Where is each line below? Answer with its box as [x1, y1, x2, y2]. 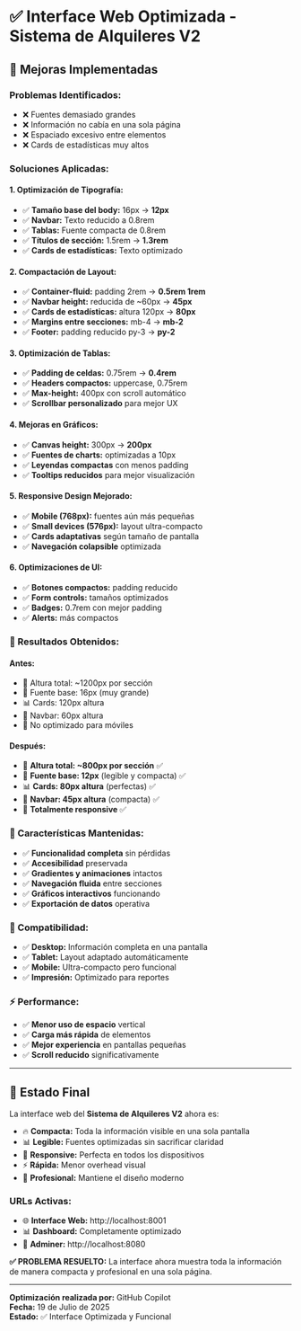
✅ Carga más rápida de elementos [21, 1029, 151, 1040]
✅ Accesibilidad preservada [21, 857, 128, 868]
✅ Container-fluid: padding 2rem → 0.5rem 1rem [21, 286, 206, 297]
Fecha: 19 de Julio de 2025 [9, 1301, 110, 1313]
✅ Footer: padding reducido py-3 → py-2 [21, 326, 176, 338]
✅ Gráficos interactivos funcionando [21, 888, 161, 899]
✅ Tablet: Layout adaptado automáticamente [21, 951, 189, 963]
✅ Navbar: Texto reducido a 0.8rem [21, 215, 155, 226]
